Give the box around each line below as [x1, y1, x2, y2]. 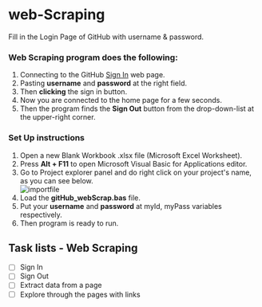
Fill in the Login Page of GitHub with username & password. [8, 32, 204, 41]
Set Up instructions [8, 132, 85, 144]
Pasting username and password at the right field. [19, 78, 188, 89]
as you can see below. [19, 175, 93, 185]
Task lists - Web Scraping [8, 241, 138, 254]
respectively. [19, 210, 62, 219]
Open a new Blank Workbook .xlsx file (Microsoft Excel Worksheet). [19, 150, 243, 160]
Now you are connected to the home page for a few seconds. [19, 96, 222, 105]
